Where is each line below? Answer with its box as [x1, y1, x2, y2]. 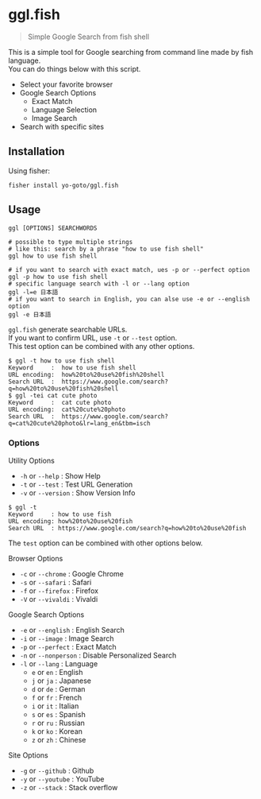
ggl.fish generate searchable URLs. [8, 324, 128, 334]
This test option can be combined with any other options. [8, 341, 195, 351]
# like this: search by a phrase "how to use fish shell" [8, 245, 204, 253]
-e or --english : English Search [19, 625, 125, 634]
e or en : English [31, 667, 83, 677]
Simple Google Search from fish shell [27, 32, 149, 41]
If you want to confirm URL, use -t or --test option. [8, 332, 178, 343]
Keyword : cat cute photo [8, 398, 112, 406]
